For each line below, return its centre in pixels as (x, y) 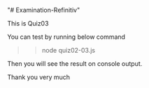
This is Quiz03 (28, 23)
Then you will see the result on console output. (75, 64)
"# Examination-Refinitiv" (44, 10)
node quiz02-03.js (69, 50)
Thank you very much (39, 77)
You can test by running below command (66, 37)
